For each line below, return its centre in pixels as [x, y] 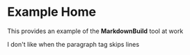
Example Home [52, 12]
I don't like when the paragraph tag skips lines [73, 44]
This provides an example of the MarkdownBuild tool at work [95, 31]
